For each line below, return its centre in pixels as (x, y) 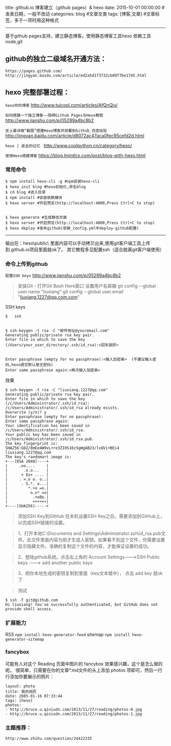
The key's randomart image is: (38, 457)
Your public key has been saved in (43, 435)
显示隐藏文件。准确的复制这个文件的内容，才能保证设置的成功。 (84, 546)
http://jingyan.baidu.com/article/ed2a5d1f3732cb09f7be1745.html (76, 76)
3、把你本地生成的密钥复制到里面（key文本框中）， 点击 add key (85, 574)
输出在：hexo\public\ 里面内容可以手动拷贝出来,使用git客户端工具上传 (78, 243)
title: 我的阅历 (21, 691)
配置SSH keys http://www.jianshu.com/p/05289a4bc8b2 (63, 276)
